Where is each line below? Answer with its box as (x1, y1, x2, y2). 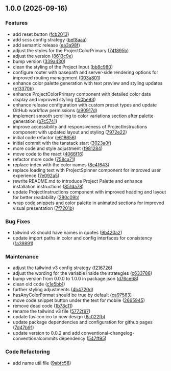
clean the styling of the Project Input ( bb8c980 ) (12, 63, 113, 70)
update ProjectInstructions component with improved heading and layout (12, 189, 166, 195)
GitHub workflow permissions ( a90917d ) (12, 107, 98, 113)
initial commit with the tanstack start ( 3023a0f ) (12, 140, 112, 146)
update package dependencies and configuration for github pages (12, 319, 153, 325)
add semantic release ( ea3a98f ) (12, 42, 81, 48)
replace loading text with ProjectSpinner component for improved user (12, 167, 161, 173)
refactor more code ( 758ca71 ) (12, 156, 76, 162)
